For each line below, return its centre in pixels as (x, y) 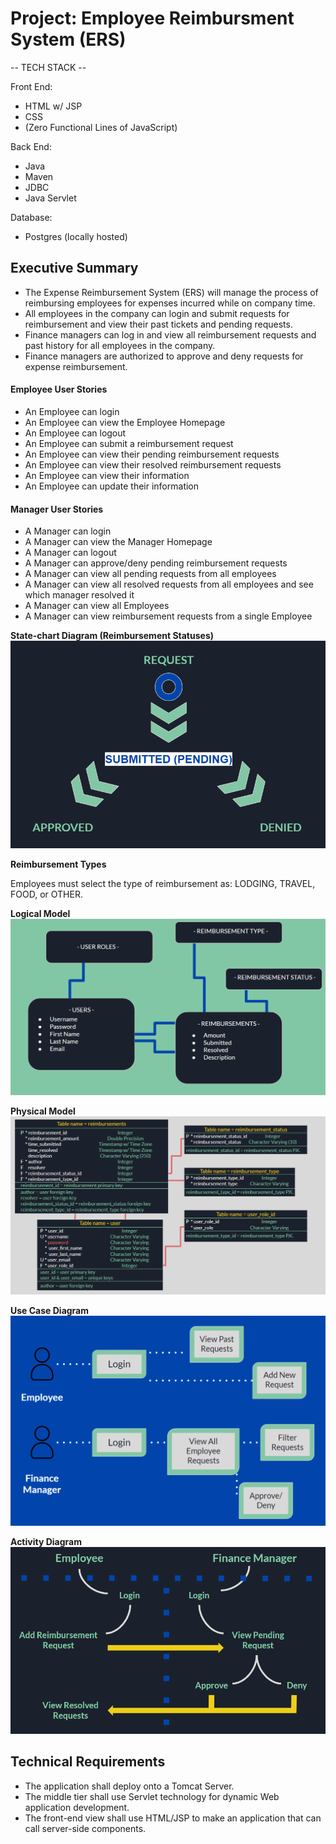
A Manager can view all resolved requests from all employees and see (169, 584)
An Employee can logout (75, 433)
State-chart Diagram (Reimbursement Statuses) (112, 636)
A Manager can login (68, 531)
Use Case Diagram (50, 1310)
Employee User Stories (59, 389)
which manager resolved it (79, 595)
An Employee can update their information (112, 486)
